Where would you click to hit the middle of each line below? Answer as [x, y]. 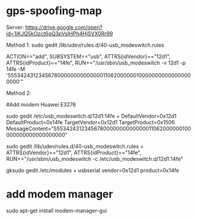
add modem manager [60, 194]
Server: [15, 27]
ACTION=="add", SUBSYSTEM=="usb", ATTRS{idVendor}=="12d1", [88, 56]
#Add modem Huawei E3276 [41, 104]
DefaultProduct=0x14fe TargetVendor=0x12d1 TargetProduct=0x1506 [91, 122]
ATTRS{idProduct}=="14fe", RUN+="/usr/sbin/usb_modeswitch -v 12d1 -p [96, 63]
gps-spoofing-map [54, 11]
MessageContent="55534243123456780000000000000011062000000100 [98, 128]
